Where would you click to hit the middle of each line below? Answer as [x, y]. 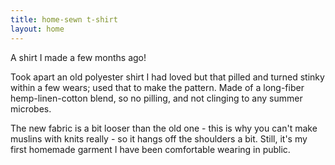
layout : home [37, 29]
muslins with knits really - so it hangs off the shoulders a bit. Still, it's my [159, 138]
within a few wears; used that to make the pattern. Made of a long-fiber [157, 87]
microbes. [31, 108]
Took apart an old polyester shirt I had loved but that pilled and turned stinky [167, 77]
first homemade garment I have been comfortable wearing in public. [150, 149]
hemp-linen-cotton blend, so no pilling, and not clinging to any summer [156, 98]
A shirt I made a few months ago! [78, 57]
